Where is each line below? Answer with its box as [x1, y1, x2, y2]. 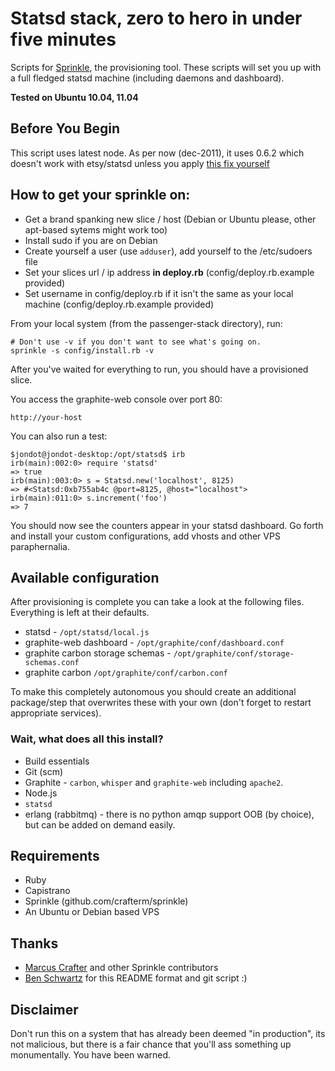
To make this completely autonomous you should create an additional [10, 686, 297, 698]
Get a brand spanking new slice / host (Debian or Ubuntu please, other [24, 213, 317, 225]
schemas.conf [24, 658, 80, 668]
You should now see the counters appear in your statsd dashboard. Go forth [10, 519, 324, 531]
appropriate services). [10, 707, 102, 719]
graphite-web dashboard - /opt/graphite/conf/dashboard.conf [24, 637, 285, 649]
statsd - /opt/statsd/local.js [24, 626, 150, 638]
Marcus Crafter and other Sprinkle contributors [24, 962, 219, 974]
